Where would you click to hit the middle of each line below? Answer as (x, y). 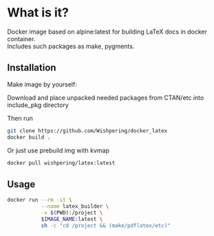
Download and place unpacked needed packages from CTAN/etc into (106, 97)
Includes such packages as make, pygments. (71, 46)
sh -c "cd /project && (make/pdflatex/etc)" (106, 225)
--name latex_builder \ (75, 206)
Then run (20, 118)
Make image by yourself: (42, 84)
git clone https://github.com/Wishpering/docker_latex (87, 131)
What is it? (38, 13)
